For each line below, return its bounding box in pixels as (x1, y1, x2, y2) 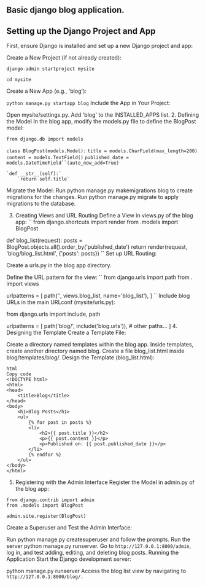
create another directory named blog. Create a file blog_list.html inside (6, 347, 185, 355)
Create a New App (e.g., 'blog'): (6, 87, 87, 95)
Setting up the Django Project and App (6, 26, 156, 36)
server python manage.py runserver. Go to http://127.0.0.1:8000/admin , (6, 542, 191, 550)
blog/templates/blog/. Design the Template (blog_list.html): (6, 354, 155, 361)
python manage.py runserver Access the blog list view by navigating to (6, 568, 186, 575)
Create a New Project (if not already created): (6, 54, 122, 61)
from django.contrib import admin (6, 497, 95, 503)
